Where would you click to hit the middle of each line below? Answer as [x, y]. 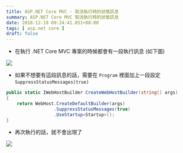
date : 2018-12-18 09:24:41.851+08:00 [53, 23]
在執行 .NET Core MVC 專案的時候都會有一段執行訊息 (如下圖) [90, 52]
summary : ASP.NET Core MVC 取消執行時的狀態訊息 [63, 17]
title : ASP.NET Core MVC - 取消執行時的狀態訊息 [63, 12]
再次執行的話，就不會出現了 [48, 132]
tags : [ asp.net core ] [35, 28]
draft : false [22, 34]
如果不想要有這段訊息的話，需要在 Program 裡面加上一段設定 [87, 75]
